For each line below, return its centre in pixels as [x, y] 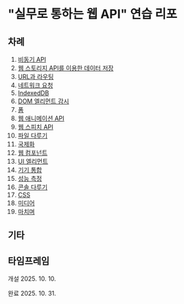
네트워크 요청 [35, 85]
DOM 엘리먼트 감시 [43, 101]
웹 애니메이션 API [41, 118]
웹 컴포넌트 [33, 153]
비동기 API [32, 59]
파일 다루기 [33, 135]
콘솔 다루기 [33, 187]
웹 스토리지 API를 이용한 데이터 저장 [66, 68]
